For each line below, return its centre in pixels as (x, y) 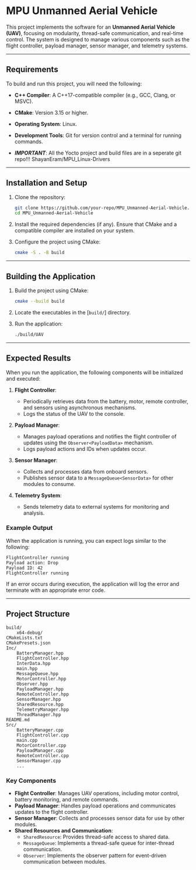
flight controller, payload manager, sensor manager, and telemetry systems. (97, 46)
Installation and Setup (47, 183)
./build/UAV (29, 334)
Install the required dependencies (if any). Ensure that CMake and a (96, 224)
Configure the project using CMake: (57, 242)
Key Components (31, 780)
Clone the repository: (40, 197)
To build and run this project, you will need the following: (74, 84)
